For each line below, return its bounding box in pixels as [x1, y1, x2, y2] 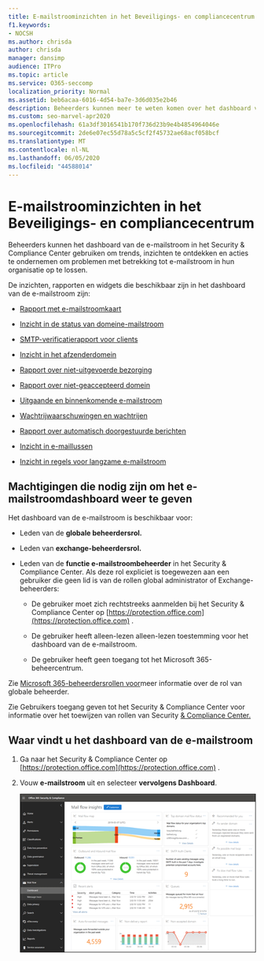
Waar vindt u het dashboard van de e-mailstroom [8, 733, 254, 747]
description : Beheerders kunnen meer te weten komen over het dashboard [8, 104, 251, 112]
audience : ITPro [8, 63, 61, 71]
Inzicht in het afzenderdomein [19, 350, 117, 359]
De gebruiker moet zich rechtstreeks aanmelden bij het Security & [31, 599, 245, 609]
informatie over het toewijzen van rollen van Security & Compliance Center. [8, 710, 251, 721]
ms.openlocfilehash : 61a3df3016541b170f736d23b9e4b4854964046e [8, 121, 220, 129]
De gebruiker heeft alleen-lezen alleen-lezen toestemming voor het [31, 631, 249, 641]
